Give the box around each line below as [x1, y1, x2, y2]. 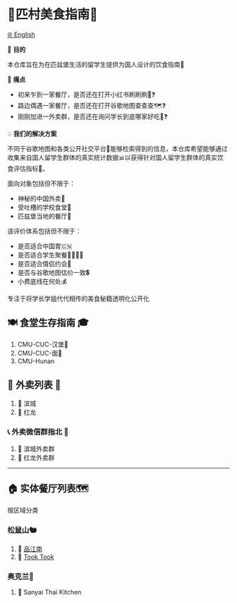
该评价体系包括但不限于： [7, 226, 82, 235]
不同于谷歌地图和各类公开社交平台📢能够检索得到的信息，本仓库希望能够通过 [7, 144, 228, 152]
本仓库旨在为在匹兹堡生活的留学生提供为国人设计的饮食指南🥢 [7, 60, 185, 68]
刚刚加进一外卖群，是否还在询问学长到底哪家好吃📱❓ [17, 112, 168, 121]
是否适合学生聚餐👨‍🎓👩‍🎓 [17, 250, 84, 259]
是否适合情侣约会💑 [17, 259, 72, 268]
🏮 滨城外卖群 [17, 444, 55, 453]
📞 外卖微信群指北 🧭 [7, 427, 69, 437]
